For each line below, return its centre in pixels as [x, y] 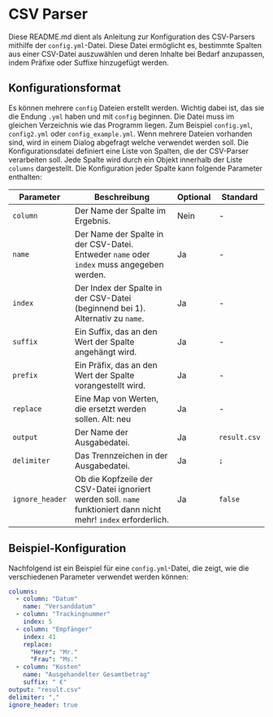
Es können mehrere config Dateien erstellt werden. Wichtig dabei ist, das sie [136, 107]
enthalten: [25, 176]
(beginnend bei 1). [110, 308]
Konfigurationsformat [65, 88]
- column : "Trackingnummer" [63, 615]
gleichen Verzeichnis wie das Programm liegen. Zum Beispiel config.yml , [131, 125]
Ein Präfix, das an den [116, 365]
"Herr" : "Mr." [54, 652]
